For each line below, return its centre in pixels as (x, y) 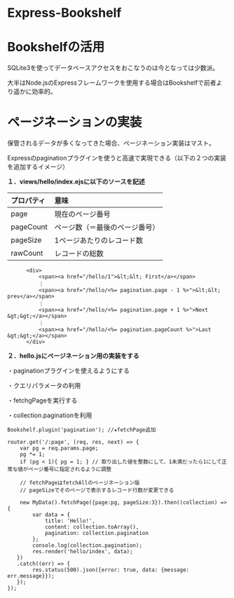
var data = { (51, 515)
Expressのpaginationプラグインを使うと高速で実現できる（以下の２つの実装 (117, 158)
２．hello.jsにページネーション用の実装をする (73, 356)
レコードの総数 (79, 253)
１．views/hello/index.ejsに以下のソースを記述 (76, 182)
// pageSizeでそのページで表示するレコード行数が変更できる (97, 491)
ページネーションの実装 (75, 122)
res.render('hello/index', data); (83, 552)
